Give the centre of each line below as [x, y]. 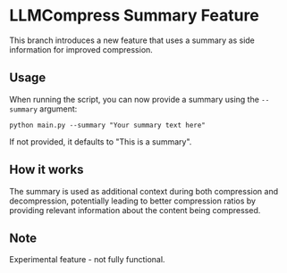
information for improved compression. [81, 49]
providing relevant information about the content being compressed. [135, 210]
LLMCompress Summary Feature [134, 16]
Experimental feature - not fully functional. [87, 260]
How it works [46, 170]
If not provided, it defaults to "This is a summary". [101, 141]
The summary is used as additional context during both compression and [144, 191]
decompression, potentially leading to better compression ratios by [133, 201]
